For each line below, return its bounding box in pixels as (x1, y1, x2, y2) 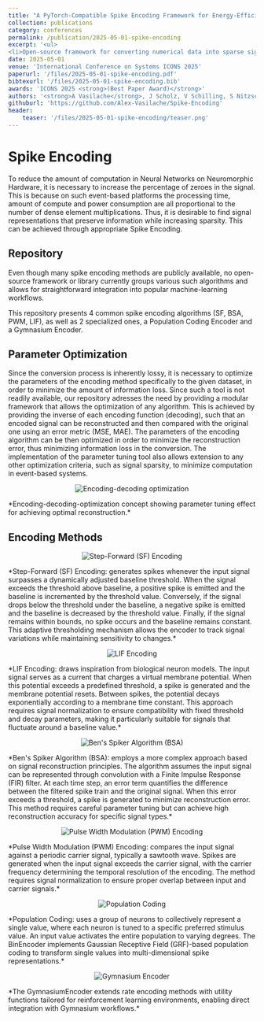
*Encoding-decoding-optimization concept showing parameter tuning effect (8, 499, 256, 509)
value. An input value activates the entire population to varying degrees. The (8, 931, 255, 941)
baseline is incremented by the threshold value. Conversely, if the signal (8, 592, 241, 601)
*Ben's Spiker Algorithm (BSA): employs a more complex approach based (8, 753, 247, 763)
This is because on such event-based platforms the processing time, (8, 191, 230, 200)
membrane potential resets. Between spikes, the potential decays (8, 690, 220, 699)
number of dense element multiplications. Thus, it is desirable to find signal (8, 207, 251, 216)
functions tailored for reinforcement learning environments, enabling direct (8, 995, 250, 1004)
